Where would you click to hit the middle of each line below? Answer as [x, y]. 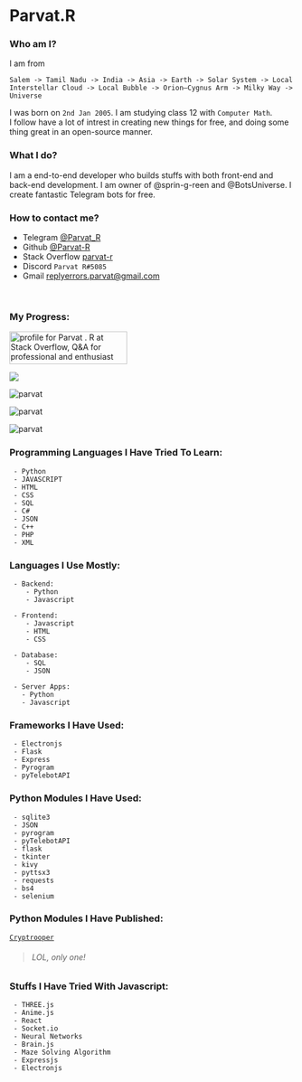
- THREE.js [33, 1005]
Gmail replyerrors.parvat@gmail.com [91, 276]
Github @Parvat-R [56, 247]
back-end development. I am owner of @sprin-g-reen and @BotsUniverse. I [151, 184]
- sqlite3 [32, 817]
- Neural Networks [48, 1037]
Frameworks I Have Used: [67, 725]
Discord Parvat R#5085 [64, 267]
